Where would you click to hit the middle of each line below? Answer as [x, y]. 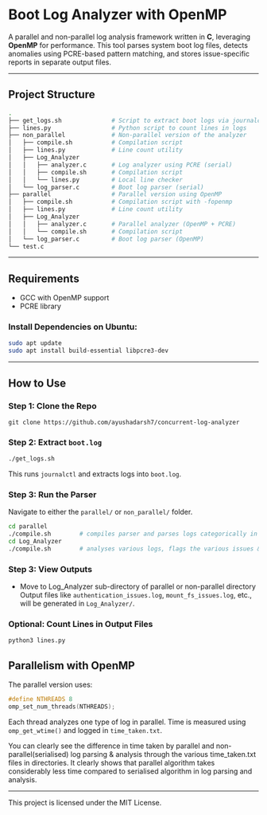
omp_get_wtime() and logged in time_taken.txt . [85, 730]
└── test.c [26, 246]
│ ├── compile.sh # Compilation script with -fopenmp [120, 202]
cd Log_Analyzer [35, 542]
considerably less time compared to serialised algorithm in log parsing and [130, 771]
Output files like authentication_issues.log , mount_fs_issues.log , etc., [136, 595]
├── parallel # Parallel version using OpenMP [115, 194]
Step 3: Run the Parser [52, 495]
